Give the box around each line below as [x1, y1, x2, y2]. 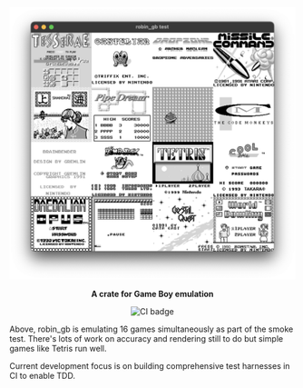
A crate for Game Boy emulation [91, 289, 214, 300]
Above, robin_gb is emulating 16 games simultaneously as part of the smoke [9, 323, 294, 334]
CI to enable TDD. [9, 371, 75, 382]
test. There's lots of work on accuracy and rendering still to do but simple [9, 333, 284, 344]
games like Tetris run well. [9, 343, 107, 354]
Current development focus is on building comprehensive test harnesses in [9, 361, 290, 372]
